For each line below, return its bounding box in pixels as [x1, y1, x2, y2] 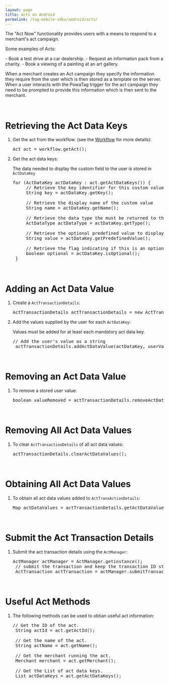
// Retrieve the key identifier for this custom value [26, 185, 164, 191]
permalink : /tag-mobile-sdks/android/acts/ [5, 17, 98, 22]
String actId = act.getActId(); [15, 627, 96, 633]
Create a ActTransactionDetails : [12, 300, 80, 306]
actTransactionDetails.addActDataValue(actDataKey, [15, 344, 146, 350]
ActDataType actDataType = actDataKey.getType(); [26, 221, 151, 226]
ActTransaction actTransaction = [15, 569, 98, 574]
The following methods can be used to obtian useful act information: [12, 613, 154, 619]
